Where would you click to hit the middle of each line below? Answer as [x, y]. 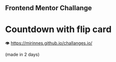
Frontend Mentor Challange [49, 8]
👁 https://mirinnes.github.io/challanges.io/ [49, 43]
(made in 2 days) [22, 55]
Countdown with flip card [58, 29]
